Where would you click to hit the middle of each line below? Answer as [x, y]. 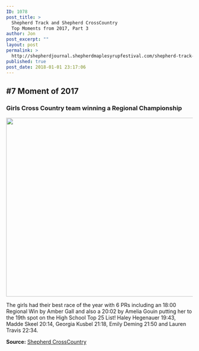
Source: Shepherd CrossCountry [46, 342]
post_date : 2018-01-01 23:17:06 [46, 67]
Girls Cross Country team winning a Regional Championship [94, 108]
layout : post [22, 45]
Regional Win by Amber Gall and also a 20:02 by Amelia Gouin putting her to [99, 311]
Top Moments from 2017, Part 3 [50, 28]
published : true [26, 61]
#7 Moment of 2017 [42, 91]
